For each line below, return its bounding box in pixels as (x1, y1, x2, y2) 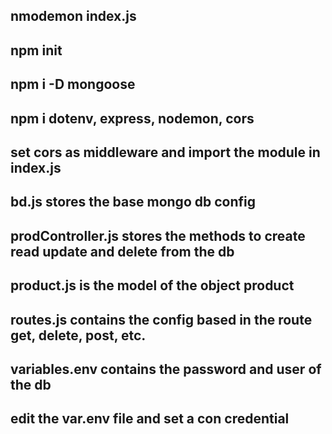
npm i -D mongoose (10, 76, 136, 93)
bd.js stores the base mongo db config (10, 194, 256, 211)
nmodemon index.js (10, 8, 137, 25)
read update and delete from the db (10, 243, 235, 260)
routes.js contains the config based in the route (10, 311, 313, 328)
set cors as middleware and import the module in (10, 144, 321, 161)
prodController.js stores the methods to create (10, 227, 306, 244)
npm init (10, 42, 63, 59)
